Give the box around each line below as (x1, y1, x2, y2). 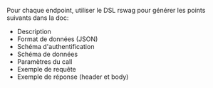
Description (16, 28, 51, 35)
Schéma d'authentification (16, 43, 95, 50)
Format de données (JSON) (16, 35, 98, 43)
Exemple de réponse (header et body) (16, 72, 129, 81)
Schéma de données (16, 50, 78, 58)
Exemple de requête (16, 65, 76, 73)
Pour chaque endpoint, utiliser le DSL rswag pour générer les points (6, 6, 206, 14)
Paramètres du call (16, 57, 73, 66)
